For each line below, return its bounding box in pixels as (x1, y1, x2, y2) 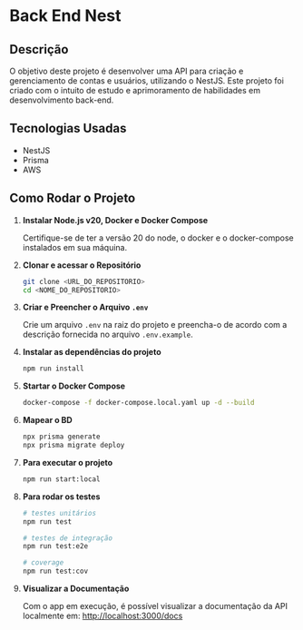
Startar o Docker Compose (22, 380, 125, 391)
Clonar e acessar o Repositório (22, 260, 142, 271)
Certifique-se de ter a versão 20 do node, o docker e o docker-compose (22, 232, 294, 243)
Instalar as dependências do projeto (22, 347, 161, 358)
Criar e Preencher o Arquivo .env (22, 301, 149, 313)
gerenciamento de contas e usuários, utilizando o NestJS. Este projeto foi (9, 75, 284, 86)
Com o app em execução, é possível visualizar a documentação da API (22, 601, 288, 611)
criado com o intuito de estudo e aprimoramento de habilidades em (9, 85, 261, 95)
